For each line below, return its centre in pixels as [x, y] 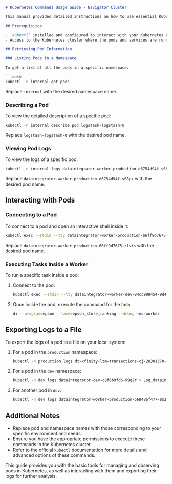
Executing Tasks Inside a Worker [47, 264]
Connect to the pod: [34, 285]
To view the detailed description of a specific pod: [58, 116]
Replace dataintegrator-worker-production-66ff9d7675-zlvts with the [80, 245]
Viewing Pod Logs [28, 148]
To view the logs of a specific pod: [42, 159]
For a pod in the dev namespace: [47, 371]
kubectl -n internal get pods [38, 82]
